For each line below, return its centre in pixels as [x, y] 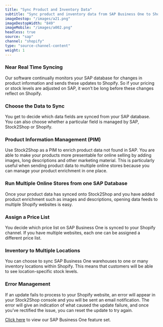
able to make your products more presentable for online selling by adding [78, 155]
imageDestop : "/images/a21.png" [38, 18]
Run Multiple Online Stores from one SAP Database [66, 183]
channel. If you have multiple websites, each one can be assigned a [73, 233]
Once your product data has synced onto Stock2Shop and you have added [80, 194]
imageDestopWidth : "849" [30, 23]
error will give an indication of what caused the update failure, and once [77, 305]
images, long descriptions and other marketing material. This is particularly [80, 161]
